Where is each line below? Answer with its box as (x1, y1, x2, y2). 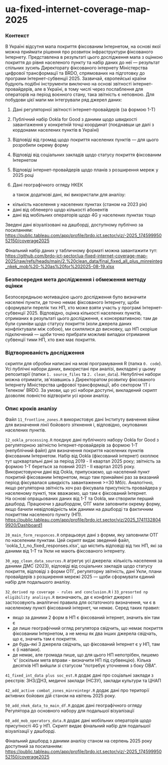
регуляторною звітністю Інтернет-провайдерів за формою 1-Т (5, 442, 138, 448)
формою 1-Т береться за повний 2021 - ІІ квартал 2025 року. (5, 464, 135, 470)
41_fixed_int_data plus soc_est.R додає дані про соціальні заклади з (5, 672, 154, 679)
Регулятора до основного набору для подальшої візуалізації (5, 708, 134, 714)
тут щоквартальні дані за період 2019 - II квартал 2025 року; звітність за (5, 458, 161, 464)
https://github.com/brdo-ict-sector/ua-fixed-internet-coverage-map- (5, 253, 148, 259)
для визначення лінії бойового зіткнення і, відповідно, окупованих (5, 422, 148, 428)
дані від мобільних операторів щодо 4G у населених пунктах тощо (12, 212, 156, 218)
